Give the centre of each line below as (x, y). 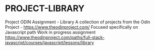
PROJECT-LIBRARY (45, 8)
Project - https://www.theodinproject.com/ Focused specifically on (72, 27)
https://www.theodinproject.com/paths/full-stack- (55, 37)
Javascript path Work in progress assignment (50, 32)
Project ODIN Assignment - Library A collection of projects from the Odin (78, 22)
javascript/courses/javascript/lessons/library (50, 42)
